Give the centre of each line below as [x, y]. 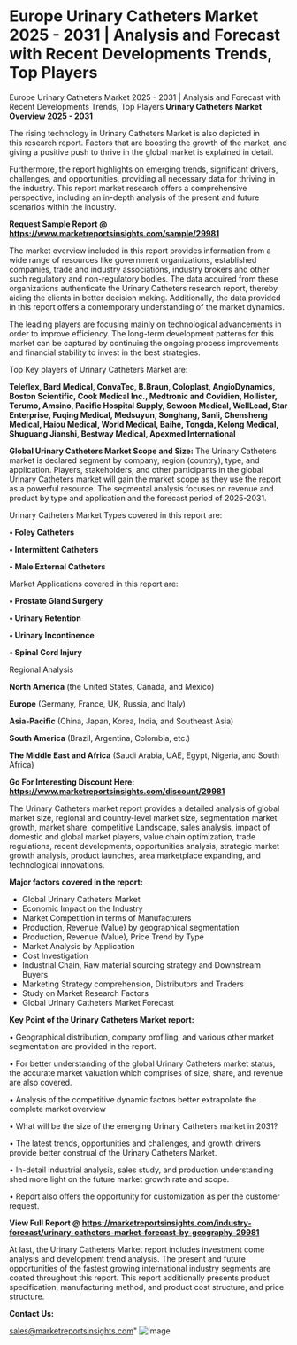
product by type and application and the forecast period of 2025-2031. [138, 498]
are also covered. [41, 1082]
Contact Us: [32, 1313]
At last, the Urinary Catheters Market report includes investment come [137, 1249]
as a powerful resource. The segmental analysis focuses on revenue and [141, 488]
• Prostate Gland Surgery [56, 600]
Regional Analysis [42, 669]
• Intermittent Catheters [54, 549]
